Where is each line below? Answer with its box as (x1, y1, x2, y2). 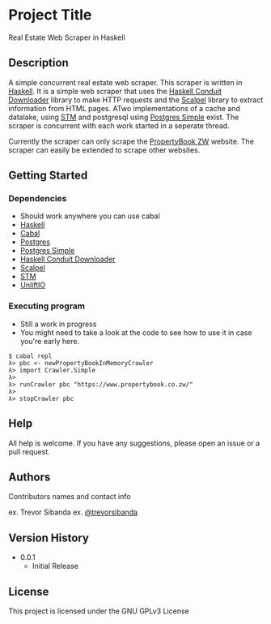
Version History (8, 531, 89, 544)
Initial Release (32, 562, 79, 571)
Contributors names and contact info (8, 492, 131, 501)
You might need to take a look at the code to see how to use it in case (19, 327, 252, 338)
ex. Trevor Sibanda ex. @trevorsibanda (8, 507, 138, 517)
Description (8, 56, 69, 70)
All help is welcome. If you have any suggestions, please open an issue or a (8, 438, 260, 448)
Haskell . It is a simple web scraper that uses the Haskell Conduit (8, 86, 222, 96)
